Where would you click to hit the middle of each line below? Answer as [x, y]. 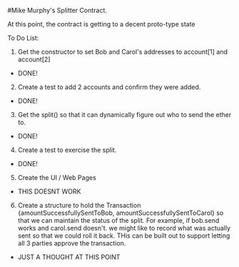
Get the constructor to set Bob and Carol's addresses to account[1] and [123, 52]
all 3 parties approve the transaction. [72, 243]
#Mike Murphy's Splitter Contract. [57, 10]
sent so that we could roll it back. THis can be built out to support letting [124, 236]
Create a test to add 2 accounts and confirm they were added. [109, 87]
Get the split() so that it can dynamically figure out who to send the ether [124, 115]
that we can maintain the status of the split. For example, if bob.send [118, 220]
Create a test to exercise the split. [67, 150]
